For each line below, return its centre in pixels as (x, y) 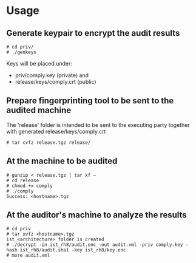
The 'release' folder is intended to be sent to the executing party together (98, 125)
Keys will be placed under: (39, 63)
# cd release (23, 180)
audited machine (39, 110)
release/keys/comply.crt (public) (56, 82)
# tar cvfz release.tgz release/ (49, 142)
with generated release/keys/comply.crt (56, 131)
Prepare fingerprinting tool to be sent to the (90, 101)
